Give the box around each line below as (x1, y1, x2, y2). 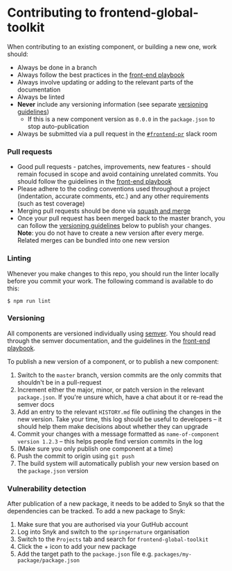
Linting (7, 254, 31, 263)
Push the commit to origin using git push (17, 452, 135, 460)
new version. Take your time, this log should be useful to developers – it (17, 414, 222, 423)
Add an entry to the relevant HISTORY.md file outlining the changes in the (17, 407, 222, 416)
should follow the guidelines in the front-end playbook (17, 177, 172, 186)
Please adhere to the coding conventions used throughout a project (17, 185, 211, 193)
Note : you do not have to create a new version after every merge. (17, 229, 204, 237)
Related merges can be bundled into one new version (17, 236, 170, 245)
